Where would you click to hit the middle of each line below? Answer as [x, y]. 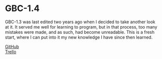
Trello [11, 52]
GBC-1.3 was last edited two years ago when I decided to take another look [80, 22]
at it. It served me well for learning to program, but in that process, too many [81, 27]
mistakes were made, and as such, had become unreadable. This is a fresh [80, 32]
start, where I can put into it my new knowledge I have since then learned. [79, 37]
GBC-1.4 [22, 8]
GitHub [12, 46]
